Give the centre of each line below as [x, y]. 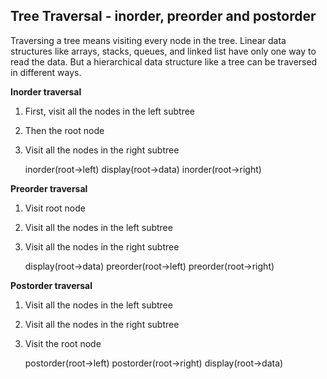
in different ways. [46, 72]
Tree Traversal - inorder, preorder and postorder [163, 16]
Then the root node [64, 130]
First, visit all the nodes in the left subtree [109, 111]
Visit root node [55, 208]
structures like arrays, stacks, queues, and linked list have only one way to [163, 51]
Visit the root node [63, 343]
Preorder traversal [49, 188]
